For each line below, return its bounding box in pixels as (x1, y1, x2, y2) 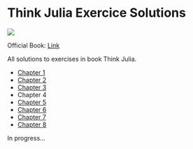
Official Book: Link (7, 41, 60, 50)
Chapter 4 (17, 90, 47, 99)
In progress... (7, 134, 45, 142)
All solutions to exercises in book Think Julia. (7, 55, 137, 63)
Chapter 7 (17, 113, 47, 121)
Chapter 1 (17, 68, 45, 76)
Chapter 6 (17, 105, 47, 113)
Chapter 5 (17, 98, 47, 106)
